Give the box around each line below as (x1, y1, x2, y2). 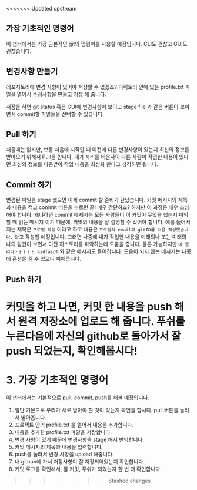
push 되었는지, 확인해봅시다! (6, 344, 138, 357)
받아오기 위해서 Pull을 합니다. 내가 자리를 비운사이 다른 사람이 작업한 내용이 (6, 153, 178, 161)
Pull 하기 (6, 130, 36, 140)
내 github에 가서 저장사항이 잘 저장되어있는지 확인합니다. (14, 458, 145, 465)
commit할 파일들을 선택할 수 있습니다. (16, 110, 104, 117)
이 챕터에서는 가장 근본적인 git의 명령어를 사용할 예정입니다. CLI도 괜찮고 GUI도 (6, 40, 188, 47)
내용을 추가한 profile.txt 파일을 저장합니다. (14, 428, 112, 435)
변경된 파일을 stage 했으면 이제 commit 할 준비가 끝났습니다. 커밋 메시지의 (6, 197, 177, 204)
